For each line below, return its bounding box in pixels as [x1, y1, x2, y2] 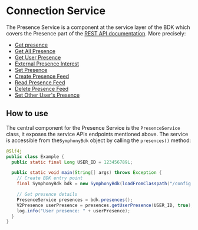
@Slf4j [6, 148, 22, 154]
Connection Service [6, 4, 106, 18]
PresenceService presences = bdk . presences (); [16, 196, 133, 203]
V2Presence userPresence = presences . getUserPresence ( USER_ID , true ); [16, 202, 194, 208]
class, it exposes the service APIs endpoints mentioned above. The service [6, 130, 189, 137]
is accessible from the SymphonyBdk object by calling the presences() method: [6, 137, 192, 144]
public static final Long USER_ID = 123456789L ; [11, 159, 133, 165]
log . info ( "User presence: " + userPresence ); [16, 208, 131, 213]
